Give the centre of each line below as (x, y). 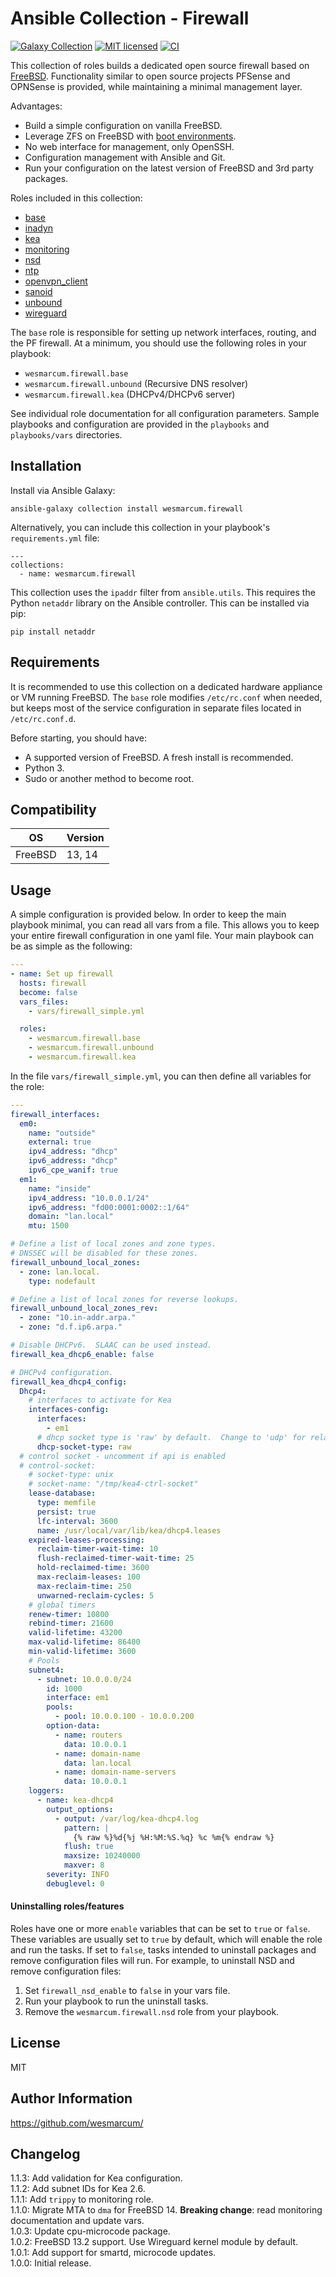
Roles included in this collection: (76, 198)
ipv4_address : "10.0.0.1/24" (89, 1198)
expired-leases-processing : (86, 1540)
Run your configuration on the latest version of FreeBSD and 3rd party (169, 168)
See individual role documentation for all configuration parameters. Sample (165, 413)
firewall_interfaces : (55, 1114)
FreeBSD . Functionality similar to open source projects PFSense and (150, 76)
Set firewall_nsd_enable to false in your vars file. (127, 1991)
